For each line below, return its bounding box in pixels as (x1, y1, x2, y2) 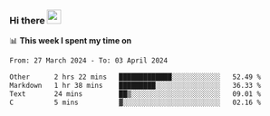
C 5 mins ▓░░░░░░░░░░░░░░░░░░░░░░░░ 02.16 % (9, 98, 261, 107)
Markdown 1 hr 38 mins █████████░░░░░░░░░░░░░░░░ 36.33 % (9, 82, 261, 91)
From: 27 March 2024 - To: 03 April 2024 (9, 56, 169, 65)
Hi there (9, 14, 45, 26)
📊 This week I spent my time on (9, 35, 132, 46)
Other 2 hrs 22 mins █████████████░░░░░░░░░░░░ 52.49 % (9, 72, 261, 82)
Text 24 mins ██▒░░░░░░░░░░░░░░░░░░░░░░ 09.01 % (9, 89, 261, 99)
